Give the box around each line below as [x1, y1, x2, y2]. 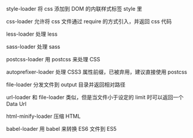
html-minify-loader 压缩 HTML [6, 112, 81, 120]
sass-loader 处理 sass [6, 43, 61, 50]
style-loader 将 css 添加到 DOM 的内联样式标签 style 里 [6, 5, 142, 12]
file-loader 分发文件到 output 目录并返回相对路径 [6, 81, 125, 88]
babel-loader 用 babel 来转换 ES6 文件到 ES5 [6, 126, 117, 132]
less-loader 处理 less [6, 30, 58, 37]
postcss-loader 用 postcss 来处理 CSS [6, 56, 100, 62]
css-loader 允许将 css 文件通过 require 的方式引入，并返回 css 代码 [6, 18, 172, 25]
